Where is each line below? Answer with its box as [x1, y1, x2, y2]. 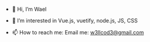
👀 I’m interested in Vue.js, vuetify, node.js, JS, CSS [11, 17, 138, 24]
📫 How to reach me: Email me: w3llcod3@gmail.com [11, 29, 145, 35]
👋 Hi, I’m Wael [11, 6, 47, 12]
